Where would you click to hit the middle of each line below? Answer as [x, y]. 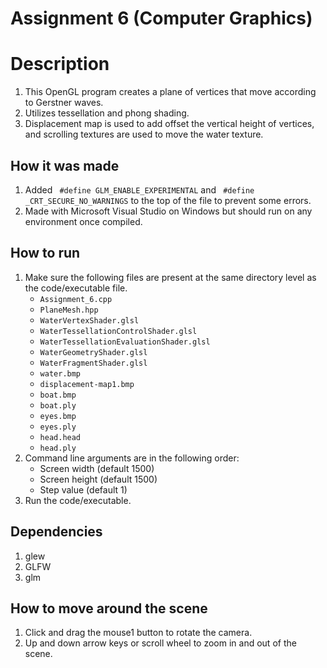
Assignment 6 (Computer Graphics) [161, 18]
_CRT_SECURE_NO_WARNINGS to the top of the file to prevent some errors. [168, 200]
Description [60, 64]
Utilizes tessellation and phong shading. [107, 113]
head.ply [58, 448]
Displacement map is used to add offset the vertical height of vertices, [169, 124]
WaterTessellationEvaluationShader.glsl [125, 342]
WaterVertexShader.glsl [89, 320]
